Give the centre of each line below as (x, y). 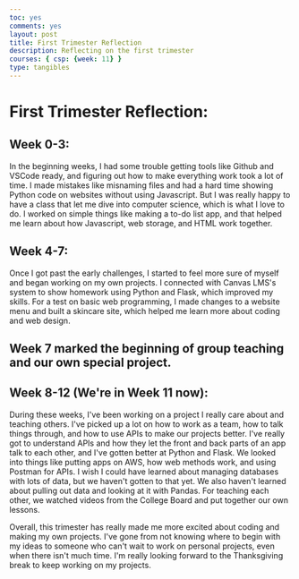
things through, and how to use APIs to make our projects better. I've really (147, 433)
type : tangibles (39, 68)
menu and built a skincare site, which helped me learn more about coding (145, 311)
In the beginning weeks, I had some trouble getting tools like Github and (142, 166)
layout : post (34, 34)
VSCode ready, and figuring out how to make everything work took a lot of (146, 175)
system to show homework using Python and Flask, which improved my (141, 292)
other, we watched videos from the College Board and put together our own (149, 500)
